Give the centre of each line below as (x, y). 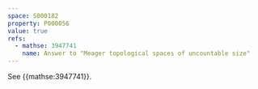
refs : (17, 38)
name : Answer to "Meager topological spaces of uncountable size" (136, 53)
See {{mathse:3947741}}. (50, 76)
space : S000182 (33, 16)
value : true (27, 31)
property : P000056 (38, 23)
